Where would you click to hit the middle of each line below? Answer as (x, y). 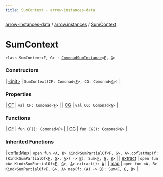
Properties (18, 94)
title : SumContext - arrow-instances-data (50, 10)
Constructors (22, 70)
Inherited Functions (30, 142)
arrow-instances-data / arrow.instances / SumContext (61, 24)
